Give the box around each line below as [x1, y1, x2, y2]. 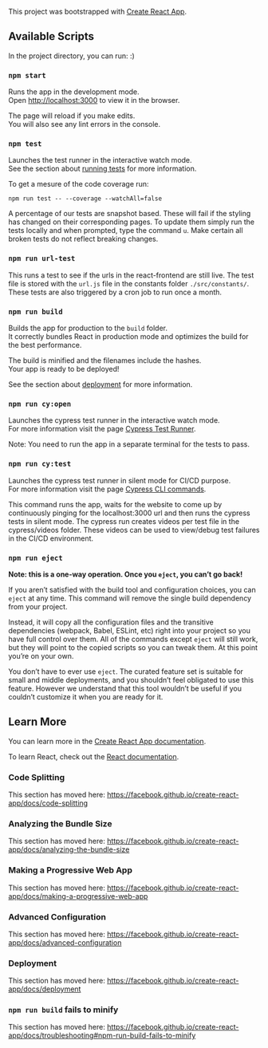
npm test [8, 140, 42, 148]
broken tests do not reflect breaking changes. [8, 234, 159, 244]
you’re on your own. [8, 651, 74, 660]
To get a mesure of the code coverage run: [8, 179, 149, 189]
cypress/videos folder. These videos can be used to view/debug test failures [8, 525, 260, 534]
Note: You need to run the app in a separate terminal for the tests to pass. [8, 439, 250, 449]
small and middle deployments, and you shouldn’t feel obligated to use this [8, 675, 254, 684]
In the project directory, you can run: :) [8, 51, 136, 61]
